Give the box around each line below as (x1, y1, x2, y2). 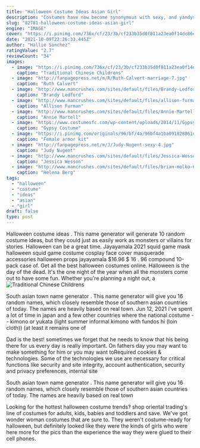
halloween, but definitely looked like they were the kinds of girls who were (6, 422, 188, 430)
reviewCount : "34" (6, 53, 52, 59)
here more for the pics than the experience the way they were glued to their (6, 429, 192, 435)
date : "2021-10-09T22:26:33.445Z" (6, 36, 92, 42)
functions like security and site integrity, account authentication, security (6, 362, 185, 368)
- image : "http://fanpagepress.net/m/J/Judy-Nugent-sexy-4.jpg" (11, 141, 174, 148)
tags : (6, 175, 20, 181)
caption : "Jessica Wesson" (17, 159, 84, 165)
